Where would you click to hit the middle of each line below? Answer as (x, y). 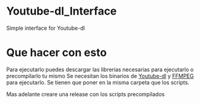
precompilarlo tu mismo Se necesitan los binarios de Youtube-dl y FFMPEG (100, 76)
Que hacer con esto (57, 53)
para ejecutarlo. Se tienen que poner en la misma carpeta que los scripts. (98, 82)
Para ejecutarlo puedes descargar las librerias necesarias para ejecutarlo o (100, 69)
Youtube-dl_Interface (62, 11)
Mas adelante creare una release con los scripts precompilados (85, 94)
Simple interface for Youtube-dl (45, 28)
